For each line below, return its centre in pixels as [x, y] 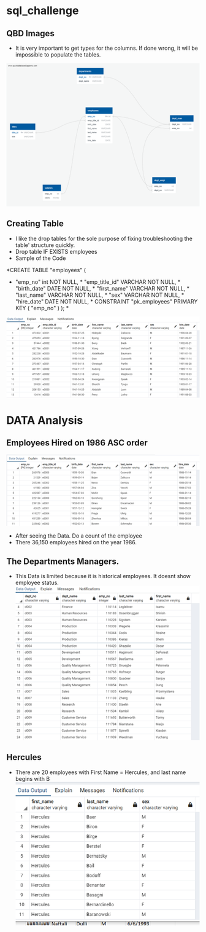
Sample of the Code [40, 258]
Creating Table [35, 224]
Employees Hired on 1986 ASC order [77, 443]
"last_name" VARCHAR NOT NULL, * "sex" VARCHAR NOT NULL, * [100, 295]
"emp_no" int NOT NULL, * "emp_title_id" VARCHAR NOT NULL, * [98, 282]
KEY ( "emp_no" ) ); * [42, 308]
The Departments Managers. [63, 561]
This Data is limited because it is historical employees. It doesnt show [103, 576]
